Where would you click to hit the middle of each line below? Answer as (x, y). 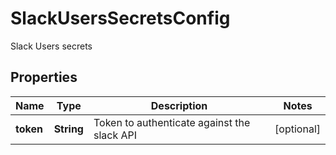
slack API (115, 135)
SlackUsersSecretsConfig (120, 18)
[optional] (297, 129)
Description (179, 105)
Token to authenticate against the (172, 122)
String (68, 129)
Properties (44, 77)
